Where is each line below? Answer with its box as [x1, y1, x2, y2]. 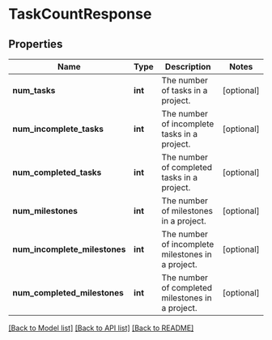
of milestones [161, 206, 213, 216]
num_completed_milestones [12, 287, 124, 298]
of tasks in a [161, 85, 208, 96]
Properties [8, 37, 63, 51]
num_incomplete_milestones [12, 244, 126, 255]
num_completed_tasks [12, 167, 102, 178]
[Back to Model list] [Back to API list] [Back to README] [8, 323, 194, 333]
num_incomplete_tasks [12, 123, 104, 134]
